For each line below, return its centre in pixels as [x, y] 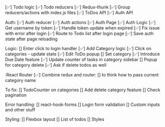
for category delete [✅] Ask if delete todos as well [56, 65]
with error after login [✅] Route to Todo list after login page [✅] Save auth [79, 33]
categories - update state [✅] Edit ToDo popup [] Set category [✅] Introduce [82, 54]
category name [20, 80]
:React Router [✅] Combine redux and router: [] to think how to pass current [82, 75]
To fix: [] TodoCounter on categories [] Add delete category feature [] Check [83, 90]
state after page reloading [31, 39]
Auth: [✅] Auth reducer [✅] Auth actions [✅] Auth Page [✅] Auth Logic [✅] [81, 22]
